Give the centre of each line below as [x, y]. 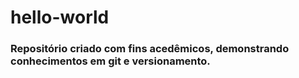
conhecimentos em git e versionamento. [110, 61]
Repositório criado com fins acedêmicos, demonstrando [150, 49]
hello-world [60, 17]
